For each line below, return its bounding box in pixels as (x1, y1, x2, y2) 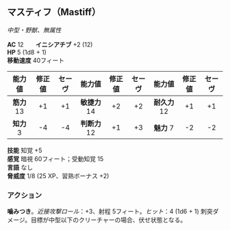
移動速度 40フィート (7, 56, 65, 64)
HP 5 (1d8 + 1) (7, 48, 47, 56)
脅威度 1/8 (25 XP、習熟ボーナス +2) (7, 171, 110, 179)
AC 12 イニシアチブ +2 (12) (7, 40, 93, 48)
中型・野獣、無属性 (7, 26, 62, 34)
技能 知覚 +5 (7, 146, 42, 154)
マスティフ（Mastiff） (7, 6, 101, 18)
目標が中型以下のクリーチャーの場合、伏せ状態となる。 (30, 216, 187, 224)
